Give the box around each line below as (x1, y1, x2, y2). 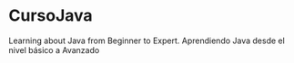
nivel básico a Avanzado (8, 44, 100, 55)
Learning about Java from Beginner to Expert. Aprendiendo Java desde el (8, 35, 286, 46)
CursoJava (8, 5, 93, 26)
